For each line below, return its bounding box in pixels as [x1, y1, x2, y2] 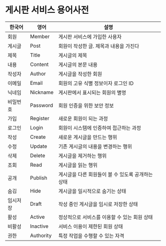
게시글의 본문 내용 [58, 61, 98, 68]
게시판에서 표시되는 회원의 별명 [58, 89, 126, 96]
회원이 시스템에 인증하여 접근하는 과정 [58, 124, 141, 131]
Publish [30, 174, 47, 181]
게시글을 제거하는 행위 [58, 152, 107, 159]
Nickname [30, 89, 54, 96]
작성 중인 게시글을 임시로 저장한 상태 [58, 200, 138, 207]
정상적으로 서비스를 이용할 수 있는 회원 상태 [58, 214, 153, 221]
